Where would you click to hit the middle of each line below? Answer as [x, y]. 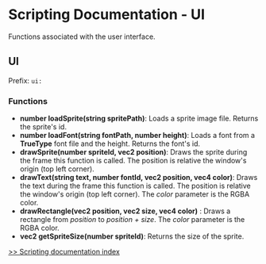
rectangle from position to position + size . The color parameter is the [132, 220]
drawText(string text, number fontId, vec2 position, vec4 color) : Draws [139, 178]
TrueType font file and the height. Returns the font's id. [110, 143]
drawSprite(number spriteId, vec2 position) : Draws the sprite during [133, 152]
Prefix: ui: [25, 80]
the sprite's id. [43, 127]
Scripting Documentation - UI [106, 15]
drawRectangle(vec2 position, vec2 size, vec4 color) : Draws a [125, 211]
